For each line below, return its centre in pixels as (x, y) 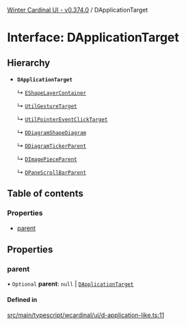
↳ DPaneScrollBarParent (52, 172)
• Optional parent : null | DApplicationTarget (70, 284)
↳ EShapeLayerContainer (52, 92)
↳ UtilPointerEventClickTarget (62, 119)
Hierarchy (29, 63)
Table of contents (45, 193)
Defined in (22, 299)
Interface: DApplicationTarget (93, 38)
